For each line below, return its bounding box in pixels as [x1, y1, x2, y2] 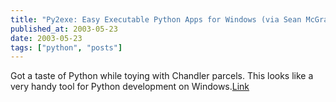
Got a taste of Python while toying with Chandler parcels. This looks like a [10, 70, 314, 82]
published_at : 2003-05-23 [10, 24, 118, 34]
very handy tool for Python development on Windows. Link [10, 81, 250, 93]
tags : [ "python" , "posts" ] [10, 42, 123, 53]
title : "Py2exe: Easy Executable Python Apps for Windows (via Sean [10, 14, 302, 25]
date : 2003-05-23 [10, 33, 83, 43]
